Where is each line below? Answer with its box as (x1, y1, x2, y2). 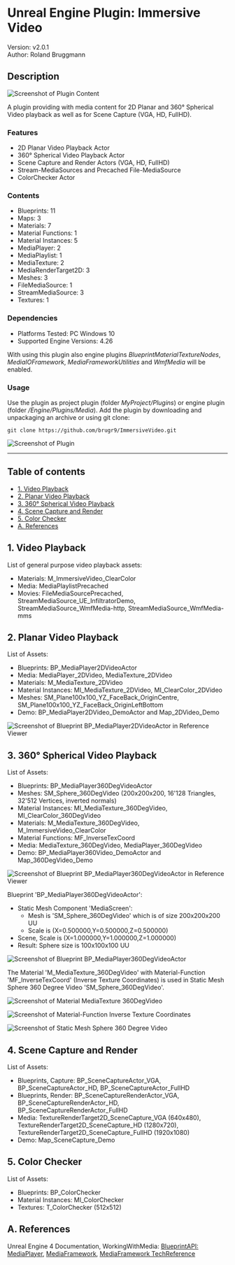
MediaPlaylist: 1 (17, 251, 62, 260)
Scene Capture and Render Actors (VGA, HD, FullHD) (17, 159, 170, 167)
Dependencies (7, 313, 58, 323)
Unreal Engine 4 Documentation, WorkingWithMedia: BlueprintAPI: (7, 1242, 199, 1250)
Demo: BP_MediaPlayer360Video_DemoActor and (17, 849, 162, 857)
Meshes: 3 (17, 274, 48, 282)
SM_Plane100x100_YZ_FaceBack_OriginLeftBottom (17, 701, 164, 709)
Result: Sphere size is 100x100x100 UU (17, 941, 129, 949)
